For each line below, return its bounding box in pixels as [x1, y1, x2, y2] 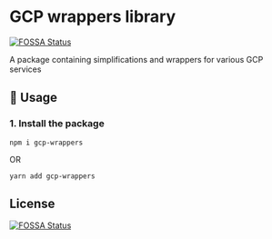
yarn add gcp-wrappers [9, 171, 96, 181]
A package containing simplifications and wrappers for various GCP [9, 54, 264, 65]
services [9, 64, 42, 75]
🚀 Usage [9, 90, 57, 105]
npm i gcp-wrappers [9, 138, 84, 147]
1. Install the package [9, 117, 105, 130]
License [9, 196, 55, 212]
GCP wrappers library [9, 6, 176, 27]
